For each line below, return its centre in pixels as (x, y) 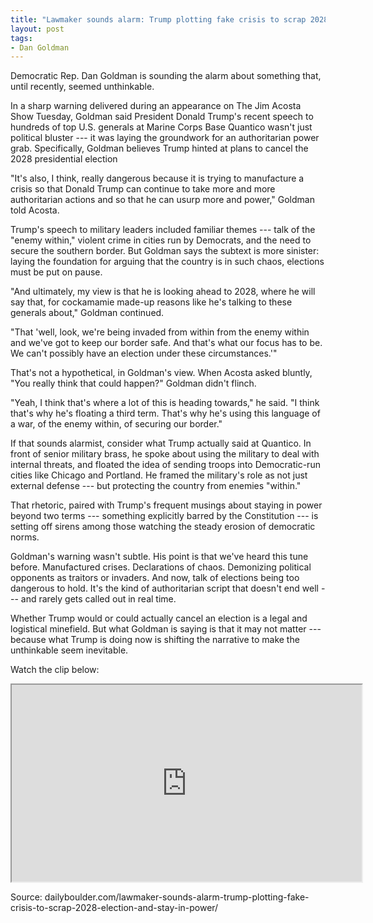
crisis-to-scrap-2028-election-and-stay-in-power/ (114, 908)
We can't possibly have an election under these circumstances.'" (144, 353)
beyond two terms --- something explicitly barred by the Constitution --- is (164, 516)
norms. (25, 537)
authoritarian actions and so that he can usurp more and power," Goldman (162, 200)
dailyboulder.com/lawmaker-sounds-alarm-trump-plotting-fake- (177, 897)
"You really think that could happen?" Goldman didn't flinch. (133, 383)
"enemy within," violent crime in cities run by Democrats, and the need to (161, 240)
